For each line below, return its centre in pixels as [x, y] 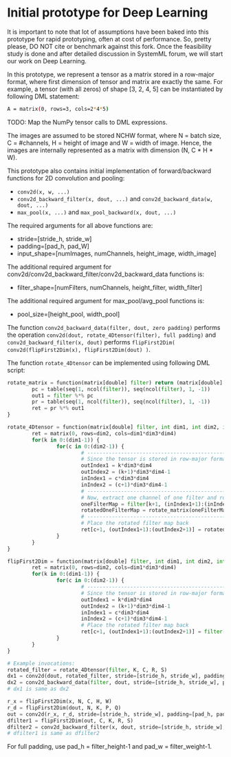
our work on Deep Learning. [47, 61]
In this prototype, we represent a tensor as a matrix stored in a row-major [111, 74]
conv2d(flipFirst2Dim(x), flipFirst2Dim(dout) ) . [79, 349]
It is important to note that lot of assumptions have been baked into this [108, 32]
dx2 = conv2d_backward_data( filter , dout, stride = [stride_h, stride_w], [113, 683]
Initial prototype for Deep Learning [108, 13]
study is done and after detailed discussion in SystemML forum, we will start [115, 54]
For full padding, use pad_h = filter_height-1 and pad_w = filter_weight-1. [109, 747]
